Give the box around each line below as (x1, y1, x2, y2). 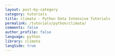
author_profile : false (5, 30, 51, 35)
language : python (5, 35, 41, 39)
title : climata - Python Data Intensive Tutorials (5, 16, 111, 21)
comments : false (5, 25, 38, 30)
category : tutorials (5, 12, 47, 17)
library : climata (5, 39, 41, 44)
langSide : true (5, 43, 36, 48)
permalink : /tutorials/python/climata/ (5, 20, 87, 26)
